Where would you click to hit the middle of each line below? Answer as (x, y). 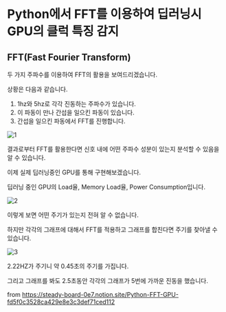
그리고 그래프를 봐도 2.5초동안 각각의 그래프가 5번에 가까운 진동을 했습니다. (108, 281)
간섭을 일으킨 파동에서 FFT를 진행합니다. (71, 121)
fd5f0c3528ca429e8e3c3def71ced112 (61, 302)
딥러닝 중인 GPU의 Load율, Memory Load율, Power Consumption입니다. (106, 187)
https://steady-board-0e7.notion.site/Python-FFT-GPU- (100, 294)
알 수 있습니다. (26, 158)
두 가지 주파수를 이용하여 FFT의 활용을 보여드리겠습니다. (82, 74)
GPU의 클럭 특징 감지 (63, 31)
